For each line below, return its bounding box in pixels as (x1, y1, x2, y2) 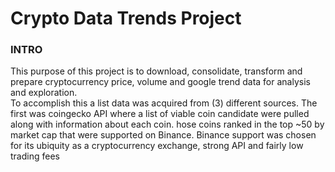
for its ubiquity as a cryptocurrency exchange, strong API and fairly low (10, 140, 304, 152)
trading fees (10, 150, 60, 162)
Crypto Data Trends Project (10, 7, 242, 30)
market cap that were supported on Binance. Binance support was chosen (10, 129, 317, 141)
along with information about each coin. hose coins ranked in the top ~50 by (10, 118, 325, 131)
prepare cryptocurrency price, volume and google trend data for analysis (10, 76, 311, 88)
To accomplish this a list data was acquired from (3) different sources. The (10, 97, 318, 109)
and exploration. (10, 87, 78, 99)
